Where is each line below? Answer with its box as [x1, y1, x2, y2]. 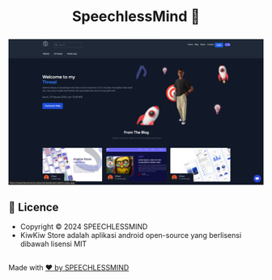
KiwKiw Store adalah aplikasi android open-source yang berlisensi [19, 231, 242, 240]
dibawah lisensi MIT [19, 239, 87, 249]
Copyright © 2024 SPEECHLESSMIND [19, 222, 148, 231]
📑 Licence [8, 201, 59, 214]
